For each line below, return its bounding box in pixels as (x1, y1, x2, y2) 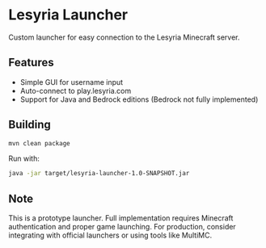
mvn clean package (8, 139, 70, 147)
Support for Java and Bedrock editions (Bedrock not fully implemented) (19, 95, 259, 104)
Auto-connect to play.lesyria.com (19, 86, 132, 95)
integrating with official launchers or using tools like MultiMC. (8, 230, 213, 240)
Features (8, 56, 54, 69)
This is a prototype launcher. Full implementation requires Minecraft (8, 213, 234, 223)
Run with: (8, 153, 40, 163)
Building (8, 118, 51, 132)
